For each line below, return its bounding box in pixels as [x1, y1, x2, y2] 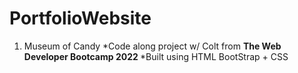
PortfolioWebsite [9, 7, 152, 30]
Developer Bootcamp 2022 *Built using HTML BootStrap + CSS [23, 50, 289, 62]
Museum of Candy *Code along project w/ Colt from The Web [23, 40, 282, 52]
